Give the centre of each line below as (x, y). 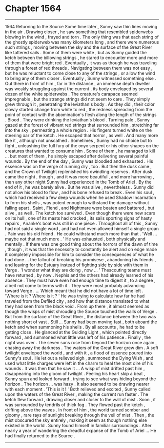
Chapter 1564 (33, 9)
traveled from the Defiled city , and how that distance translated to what (77, 301)
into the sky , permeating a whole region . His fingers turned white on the (79, 130)
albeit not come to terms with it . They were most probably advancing (75, 285)
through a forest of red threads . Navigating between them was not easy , (79, 68)
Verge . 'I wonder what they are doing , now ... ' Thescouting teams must (78, 270)
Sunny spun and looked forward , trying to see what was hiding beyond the (81, 379)
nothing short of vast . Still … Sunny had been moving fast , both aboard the (81, 322)
